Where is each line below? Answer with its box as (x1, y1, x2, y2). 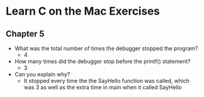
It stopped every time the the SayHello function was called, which (23, 77, 190, 84)
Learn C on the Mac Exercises (6, 4, 160, 18)
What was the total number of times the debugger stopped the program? (14, 45, 198, 52)
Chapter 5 (6, 29, 45, 39)
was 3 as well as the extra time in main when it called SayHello (23, 84, 182, 91)
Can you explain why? (14, 71, 70, 77)
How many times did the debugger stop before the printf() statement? (14, 58, 191, 65)
